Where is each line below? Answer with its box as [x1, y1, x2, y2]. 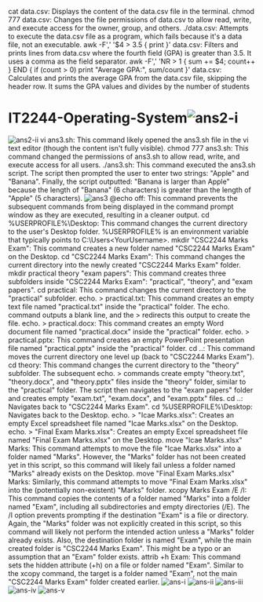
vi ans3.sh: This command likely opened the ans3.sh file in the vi [40, 135, 249, 144]
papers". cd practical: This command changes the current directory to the [8, 285, 247, 294]
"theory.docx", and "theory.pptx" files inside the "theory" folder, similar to [8, 377, 247, 386]
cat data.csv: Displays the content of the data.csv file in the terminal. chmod [8, 7, 255, 16]
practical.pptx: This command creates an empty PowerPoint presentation [8, 335, 245, 345]
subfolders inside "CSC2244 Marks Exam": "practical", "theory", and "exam [8, 276, 253, 286]
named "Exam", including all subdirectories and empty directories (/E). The [8, 502, 250, 511]
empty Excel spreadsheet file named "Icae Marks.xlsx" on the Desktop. [8, 418, 239, 428]
